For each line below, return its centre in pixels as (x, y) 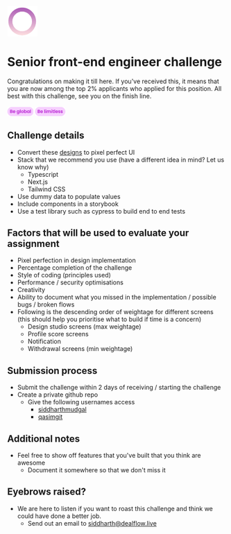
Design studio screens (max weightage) (84, 327)
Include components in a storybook (68, 204)
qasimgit (50, 417)
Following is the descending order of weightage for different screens (115, 312)
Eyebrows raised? (47, 492)
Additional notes (44, 439)
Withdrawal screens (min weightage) (80, 349)
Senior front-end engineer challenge (115, 62)
